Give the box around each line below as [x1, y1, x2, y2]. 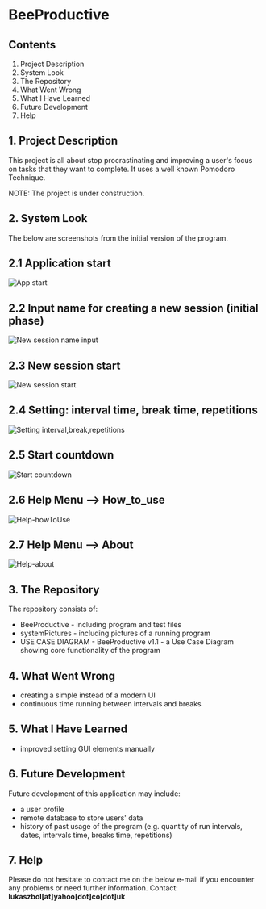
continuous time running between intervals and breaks [19, 698, 202, 708]
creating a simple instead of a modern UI [19, 690, 156, 700]
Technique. [8, 172, 46, 182]
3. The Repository [8, 583, 100, 597]
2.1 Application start [8, 257, 111, 270]
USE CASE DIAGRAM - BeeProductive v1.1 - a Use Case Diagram [19, 637, 235, 647]
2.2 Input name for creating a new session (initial [8, 301, 259, 315]
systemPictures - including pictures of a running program [19, 628, 211, 639]
